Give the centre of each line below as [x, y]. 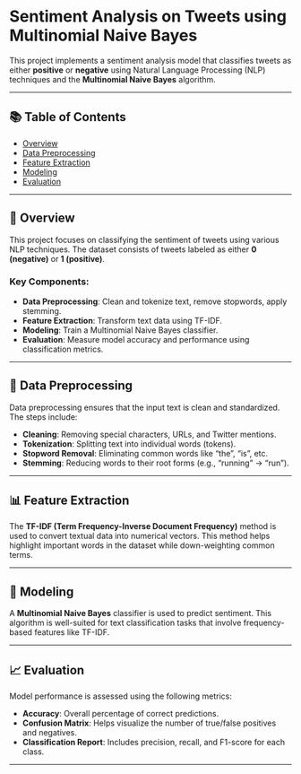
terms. [21, 555]
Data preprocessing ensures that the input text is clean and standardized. [145, 407]
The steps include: [43, 417]
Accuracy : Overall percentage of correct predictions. [120, 714]
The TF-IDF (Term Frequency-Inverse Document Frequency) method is [143, 526]
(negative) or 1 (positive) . [57, 258]
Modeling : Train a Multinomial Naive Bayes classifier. [120, 330]
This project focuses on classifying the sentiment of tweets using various [144, 239]
